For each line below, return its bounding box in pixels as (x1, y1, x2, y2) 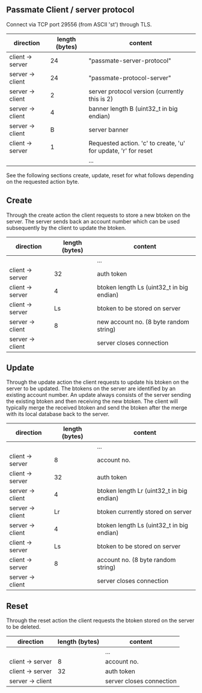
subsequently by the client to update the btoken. (6, 224, 126, 231)
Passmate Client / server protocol (6, 5, 135, 15)
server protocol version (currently (88, 87, 184, 95)
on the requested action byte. (6, 178, 79, 185)
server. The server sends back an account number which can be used (6, 217, 180, 225)
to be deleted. (6, 623, 41, 631)
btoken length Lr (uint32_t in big (97, 486, 188, 495)
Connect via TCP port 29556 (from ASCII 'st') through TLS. (6, 20, 152, 28)
